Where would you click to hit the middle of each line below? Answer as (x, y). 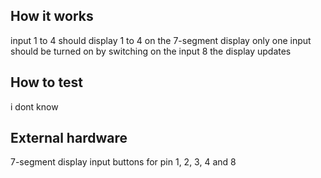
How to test (46, 82)
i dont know (34, 106)
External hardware (69, 138)
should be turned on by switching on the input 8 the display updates (151, 51)
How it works (52, 16)
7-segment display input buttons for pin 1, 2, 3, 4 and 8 (123, 162)
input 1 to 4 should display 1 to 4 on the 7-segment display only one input (161, 40)
